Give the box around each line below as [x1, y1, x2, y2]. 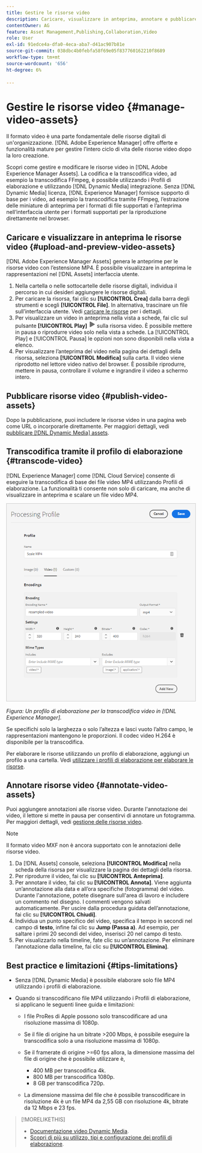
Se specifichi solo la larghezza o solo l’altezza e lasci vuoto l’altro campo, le [6, 725, 194, 732]
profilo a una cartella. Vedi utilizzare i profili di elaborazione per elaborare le [6, 756, 194, 764]
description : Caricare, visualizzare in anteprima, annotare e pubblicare [6, 16, 198, 22]
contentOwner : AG [6, 22, 50, 28]
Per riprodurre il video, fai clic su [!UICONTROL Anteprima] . [14, 873, 164, 880]
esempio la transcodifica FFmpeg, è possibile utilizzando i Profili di [6, 177, 171, 184]
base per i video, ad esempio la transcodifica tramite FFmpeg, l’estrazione [6, 196, 189, 203]
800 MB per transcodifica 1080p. [32, 1073, 115, 1081]
